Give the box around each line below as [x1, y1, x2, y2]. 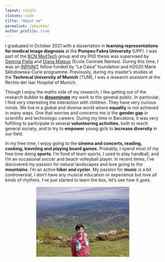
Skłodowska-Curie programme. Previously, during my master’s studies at [5, 69, 153, 75]
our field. [5, 131, 24, 137]
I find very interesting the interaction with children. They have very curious [5, 99, 157, 105]
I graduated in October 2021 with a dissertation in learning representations [5, 43, 159, 49]
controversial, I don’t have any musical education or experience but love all [5, 172, 157, 178]
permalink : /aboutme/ [5, 24, 50, 29]
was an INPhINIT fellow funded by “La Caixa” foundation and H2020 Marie [5, 64, 157, 70]
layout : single [5, 8, 36, 13]
